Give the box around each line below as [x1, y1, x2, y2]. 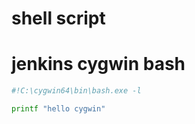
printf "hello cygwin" [11, 104, 106, 114]
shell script [11, 7, 106, 30]
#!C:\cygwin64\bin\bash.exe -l [11, 86, 142, 96]
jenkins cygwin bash [11, 53, 186, 76]
